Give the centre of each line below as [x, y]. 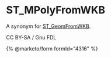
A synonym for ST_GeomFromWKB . [48, 26]
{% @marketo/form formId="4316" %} [52, 48]
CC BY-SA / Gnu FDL [31, 37]
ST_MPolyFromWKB [56, 10]
